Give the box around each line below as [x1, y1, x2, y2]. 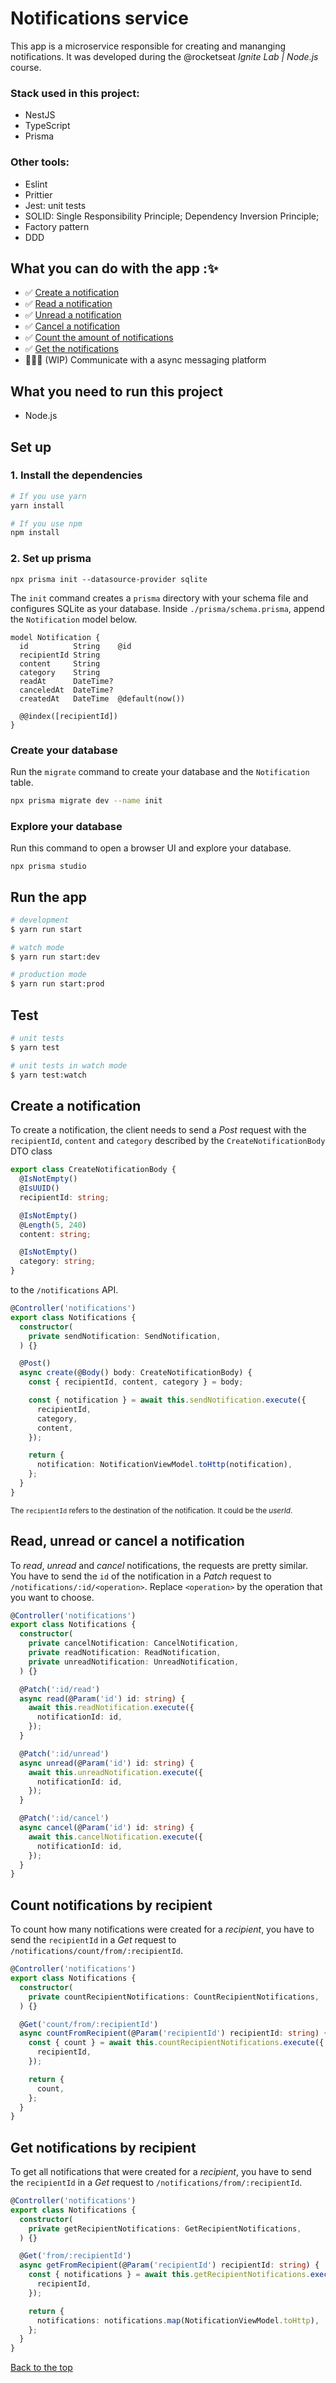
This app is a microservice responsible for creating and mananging [10, 40, 286, 52]
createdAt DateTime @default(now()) [19, 693, 186, 704]
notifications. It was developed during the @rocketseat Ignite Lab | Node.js [10, 50, 319, 62]
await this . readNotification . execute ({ [28, 1703, 195, 1713]
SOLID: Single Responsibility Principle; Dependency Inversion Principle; [24, 210, 320, 222]
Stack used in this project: [10, 86, 140, 100]
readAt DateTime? [19, 676, 114, 686]
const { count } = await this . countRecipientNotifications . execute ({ [28, 2038, 325, 2048]
